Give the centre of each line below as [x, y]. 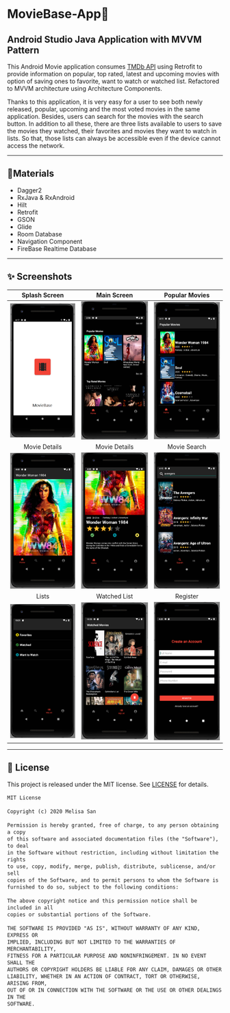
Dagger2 [29, 190]
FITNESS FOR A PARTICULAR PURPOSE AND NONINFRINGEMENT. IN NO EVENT [107, 956]
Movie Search [187, 447]
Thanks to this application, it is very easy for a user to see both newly [105, 102]
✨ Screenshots [40, 277]
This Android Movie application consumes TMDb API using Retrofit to [105, 67]
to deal [18, 846]
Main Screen [115, 296]
